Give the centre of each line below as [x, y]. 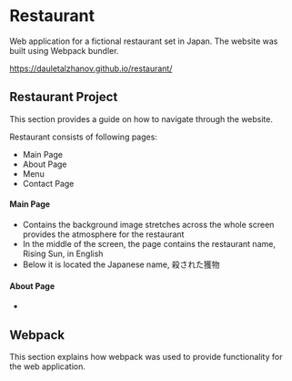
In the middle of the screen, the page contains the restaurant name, [149, 243]
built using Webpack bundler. [64, 50]
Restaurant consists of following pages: [83, 137]
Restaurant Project [64, 97]
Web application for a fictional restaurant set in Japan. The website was [144, 41]
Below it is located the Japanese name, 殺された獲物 [121, 264]
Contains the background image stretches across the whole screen [148, 224]
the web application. [48, 366]
